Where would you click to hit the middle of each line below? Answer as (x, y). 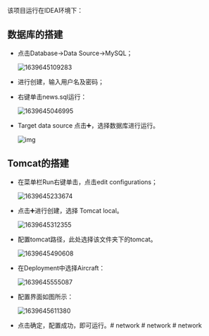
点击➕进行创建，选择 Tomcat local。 (70, 210)
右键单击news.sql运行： (52, 97)
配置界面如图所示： (45, 296)
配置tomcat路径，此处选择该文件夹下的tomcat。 (87, 239)
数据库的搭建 (35, 35)
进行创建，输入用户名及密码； (61, 82)
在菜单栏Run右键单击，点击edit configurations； (88, 181)
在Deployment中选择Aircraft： (61, 268)
